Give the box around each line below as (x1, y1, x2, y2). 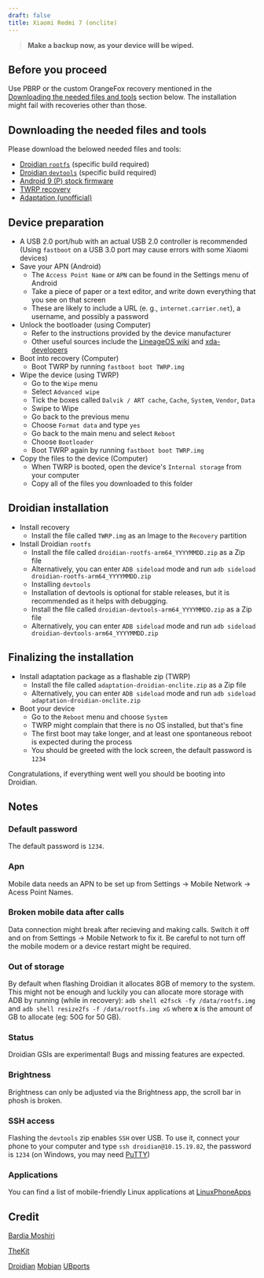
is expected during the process (31, 736, 132, 747)
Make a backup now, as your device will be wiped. (27, 40, 194, 50)
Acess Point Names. (8, 887, 74, 897)
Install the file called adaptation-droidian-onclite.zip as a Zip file (31, 680, 247, 689)
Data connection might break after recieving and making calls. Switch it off (8, 924, 250, 934)
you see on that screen (31, 295, 106, 304)
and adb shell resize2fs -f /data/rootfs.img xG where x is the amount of (8, 1004, 253, 1014)
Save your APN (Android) (19, 261, 101, 271)
